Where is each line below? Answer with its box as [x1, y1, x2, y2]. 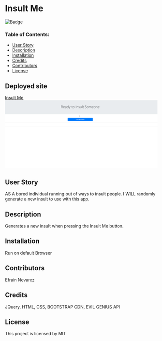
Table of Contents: [5, 31, 50, 38]
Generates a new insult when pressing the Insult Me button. [5, 223, 124, 229]
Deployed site [5, 82, 47, 90]
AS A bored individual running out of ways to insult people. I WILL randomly [5, 191, 156, 197]
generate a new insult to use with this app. [5, 196, 89, 202]
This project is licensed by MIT [5, 331, 66, 337]
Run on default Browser [5, 250, 52, 256]
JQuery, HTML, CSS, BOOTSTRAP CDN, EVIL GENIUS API [5, 304, 120, 309]
